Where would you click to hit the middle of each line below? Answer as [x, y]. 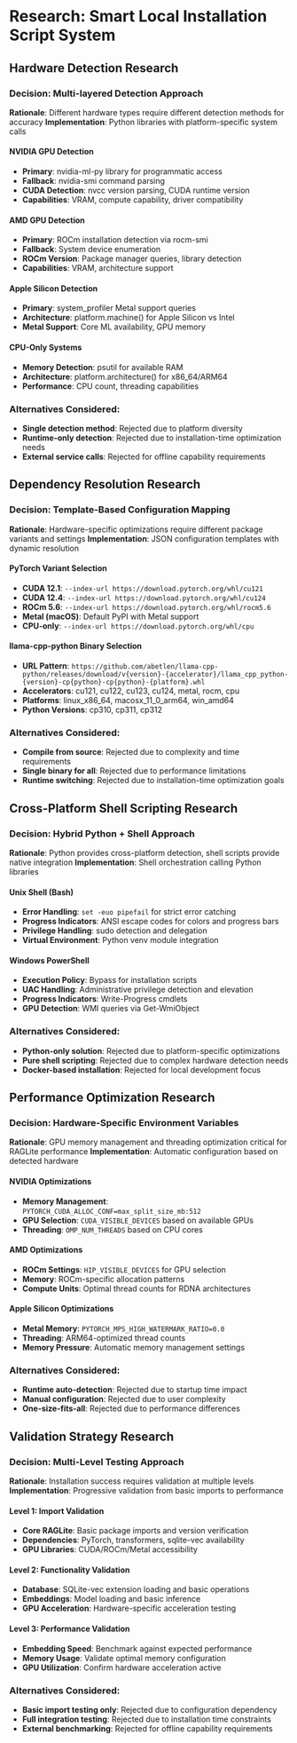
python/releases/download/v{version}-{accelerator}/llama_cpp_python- [155, 675]
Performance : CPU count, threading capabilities [110, 386]
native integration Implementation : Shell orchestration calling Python [135, 862]
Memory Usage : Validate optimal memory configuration [124, 1658]
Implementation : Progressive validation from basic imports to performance [146, 1491]
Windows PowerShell [50, 960]
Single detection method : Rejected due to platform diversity [133, 428]
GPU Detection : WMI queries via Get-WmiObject [110, 1009]
